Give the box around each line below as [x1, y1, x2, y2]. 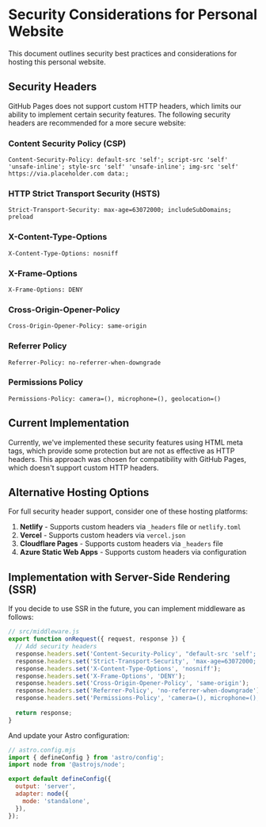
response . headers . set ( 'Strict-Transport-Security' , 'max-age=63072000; [15, 657, 257, 665]
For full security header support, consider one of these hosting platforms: [8, 506, 248, 517]
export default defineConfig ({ [8, 775, 112, 783]
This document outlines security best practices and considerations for [8, 48, 237, 58]
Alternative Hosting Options [8, 486, 150, 499]
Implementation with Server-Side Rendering [8, 570, 231, 584]
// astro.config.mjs [8, 746, 77, 754]
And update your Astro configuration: [8, 730, 130, 740]
